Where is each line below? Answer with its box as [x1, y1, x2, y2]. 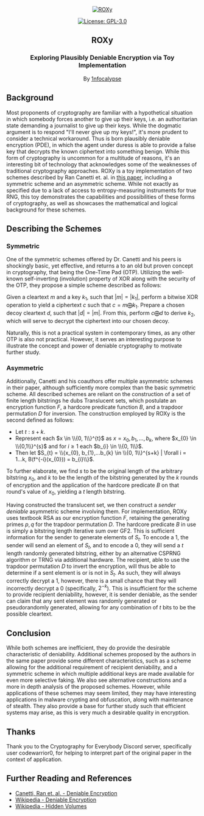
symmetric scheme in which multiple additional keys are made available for [6, 670, 195, 678]
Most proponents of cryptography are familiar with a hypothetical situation [6, 108, 193, 116]
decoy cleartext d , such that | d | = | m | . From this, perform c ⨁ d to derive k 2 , [6, 309, 195, 318]
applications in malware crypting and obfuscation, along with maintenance [6, 696, 194, 703]
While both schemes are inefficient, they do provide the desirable [6, 644, 171, 651]
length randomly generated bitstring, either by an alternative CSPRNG [6, 549, 181, 557]
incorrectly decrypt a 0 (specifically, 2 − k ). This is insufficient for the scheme [6, 583, 197, 592]
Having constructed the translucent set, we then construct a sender [6, 502, 177, 509]
